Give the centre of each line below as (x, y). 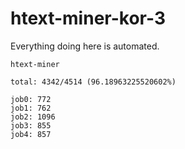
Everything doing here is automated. (85, 46)
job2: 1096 (33, 117)
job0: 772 (31, 99)
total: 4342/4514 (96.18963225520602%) (93, 82)
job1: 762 (31, 108)
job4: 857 (31, 134)
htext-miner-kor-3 (88, 18)
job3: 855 (31, 125)
